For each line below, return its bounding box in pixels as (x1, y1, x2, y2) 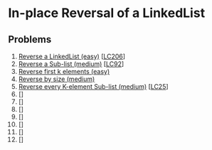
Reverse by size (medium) (18, 75, 95, 83)
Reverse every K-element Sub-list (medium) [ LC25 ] (18, 82, 169, 90)
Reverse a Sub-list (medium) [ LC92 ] (18, 60, 124, 68)
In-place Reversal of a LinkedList (8, 5, 206, 21)
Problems (8, 33, 52, 45)
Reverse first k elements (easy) (18, 68, 110, 75)
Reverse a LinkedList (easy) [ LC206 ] (18, 52, 126, 60)
